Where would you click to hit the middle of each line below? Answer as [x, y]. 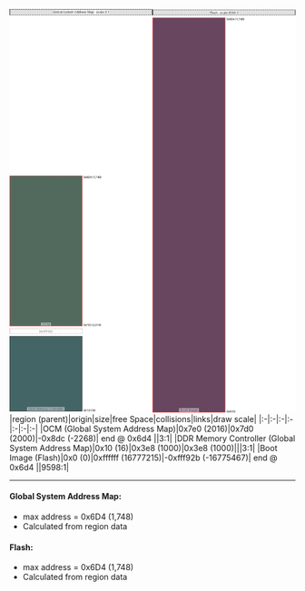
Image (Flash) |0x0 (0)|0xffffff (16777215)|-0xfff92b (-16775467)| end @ [144, 458]
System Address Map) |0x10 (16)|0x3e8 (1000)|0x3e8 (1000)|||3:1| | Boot [143, 448]
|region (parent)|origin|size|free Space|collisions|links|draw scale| [133, 419]
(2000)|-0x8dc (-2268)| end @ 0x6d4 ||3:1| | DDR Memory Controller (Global [152, 438]
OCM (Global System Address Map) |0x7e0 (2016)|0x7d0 [148, 428]
